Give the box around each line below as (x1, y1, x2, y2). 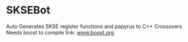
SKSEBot (6, 3, 51, 17)
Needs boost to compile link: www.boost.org (6, 29, 114, 36)
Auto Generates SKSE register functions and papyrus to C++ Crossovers (6, 23, 183, 30)
